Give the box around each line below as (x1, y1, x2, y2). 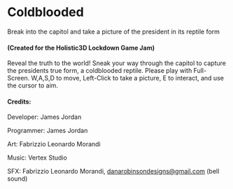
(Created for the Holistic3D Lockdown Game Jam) (7, 43, 155, 52)
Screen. (7, 74, 30, 83)
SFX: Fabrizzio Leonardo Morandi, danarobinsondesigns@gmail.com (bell (7, 167, 220, 176)
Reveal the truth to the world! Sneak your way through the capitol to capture (7, 59, 226, 67)
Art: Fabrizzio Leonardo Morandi (7, 140, 101, 148)
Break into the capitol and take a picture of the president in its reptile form (7, 27, 220, 36)
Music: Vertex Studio (7, 153, 68, 162)
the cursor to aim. (7, 81, 58, 90)
